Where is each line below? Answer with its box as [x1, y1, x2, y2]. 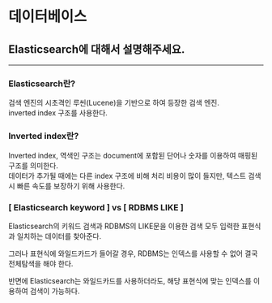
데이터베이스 [8, 7, 87, 26]
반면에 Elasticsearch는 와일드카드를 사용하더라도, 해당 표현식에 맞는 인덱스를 [8, 275, 253, 285]
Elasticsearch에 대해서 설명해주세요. [8, 42, 185, 56]
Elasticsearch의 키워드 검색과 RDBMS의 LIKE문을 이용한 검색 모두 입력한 [8, 221, 240, 231]
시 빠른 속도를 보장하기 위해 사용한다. [8, 180, 125, 191]
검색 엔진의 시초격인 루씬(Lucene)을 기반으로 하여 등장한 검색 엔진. [8, 98, 220, 108]
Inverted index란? [8, 131, 79, 142]
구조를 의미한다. [8, 160, 59, 171]
